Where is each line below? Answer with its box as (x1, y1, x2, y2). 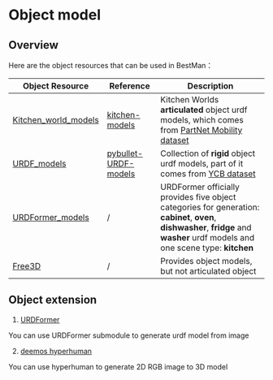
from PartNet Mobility (160, 124, 243, 136)
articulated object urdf (160, 104, 248, 115)
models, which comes (160, 114, 244, 125)
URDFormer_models (12, 212, 89, 222)
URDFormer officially (160, 181, 240, 192)
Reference (109, 80, 150, 91)
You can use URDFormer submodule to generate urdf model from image (8, 330, 249, 340)
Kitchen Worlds (160, 94, 219, 105)
